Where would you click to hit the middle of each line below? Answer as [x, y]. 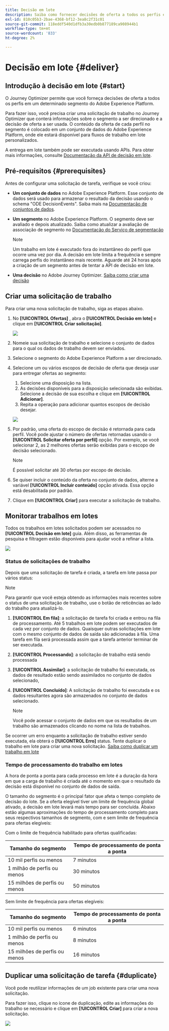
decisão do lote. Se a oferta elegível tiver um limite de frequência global [80, 801]
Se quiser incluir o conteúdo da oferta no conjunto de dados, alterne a [85, 479]
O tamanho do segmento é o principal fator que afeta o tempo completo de [83, 796]
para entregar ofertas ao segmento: [49, 373]
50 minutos [86, 886]
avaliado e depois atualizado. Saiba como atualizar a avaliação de [80, 224]
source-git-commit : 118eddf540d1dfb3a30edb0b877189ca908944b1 [72, 24]
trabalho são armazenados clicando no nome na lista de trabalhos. [81, 726]
